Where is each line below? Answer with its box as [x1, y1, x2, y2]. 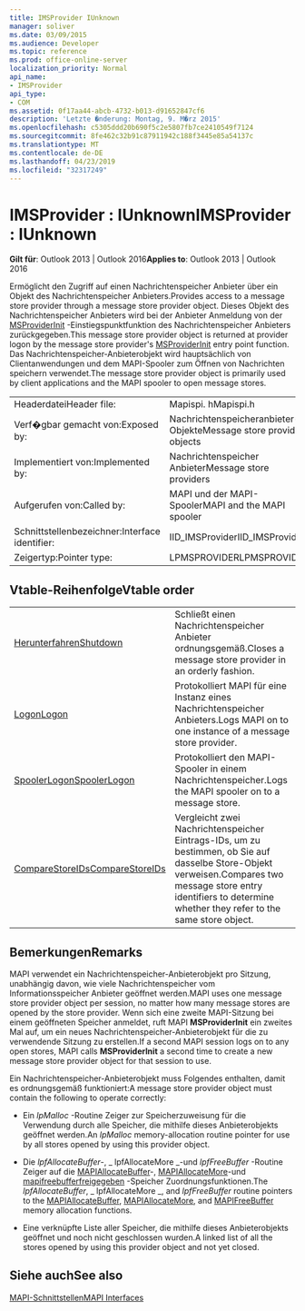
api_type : [9, 89, 47, 98]
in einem [210, 762, 247, 775]
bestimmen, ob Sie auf [174, 846, 271, 859]
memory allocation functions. [22, 1205, 133, 1216]
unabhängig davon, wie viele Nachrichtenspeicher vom [9, 978, 216, 988]
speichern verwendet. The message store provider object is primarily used [9, 368, 286, 379]
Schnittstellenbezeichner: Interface [14, 525, 161, 538]
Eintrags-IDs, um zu [174, 834, 261, 847]
